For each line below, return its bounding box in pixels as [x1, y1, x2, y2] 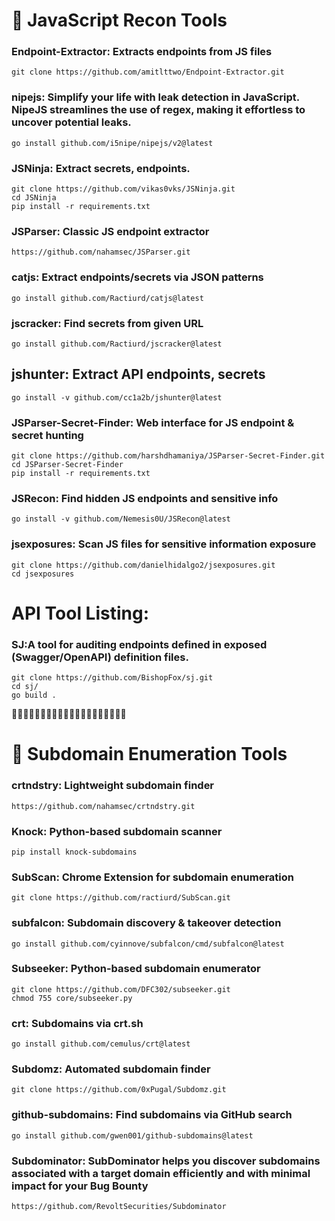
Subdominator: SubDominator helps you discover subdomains [11, 1154, 321, 1168]
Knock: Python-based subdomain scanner [11, 824, 223, 838]
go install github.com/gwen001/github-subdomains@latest [11, 1130, 254, 1141]
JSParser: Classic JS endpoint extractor [11, 225, 210, 238]
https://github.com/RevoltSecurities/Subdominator [11, 1202, 227, 1212]
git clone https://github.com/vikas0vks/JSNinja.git [11, 184, 236, 194]
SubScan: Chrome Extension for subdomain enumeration [11, 870, 294, 884]
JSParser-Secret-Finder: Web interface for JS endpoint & [11, 415, 295, 429]
